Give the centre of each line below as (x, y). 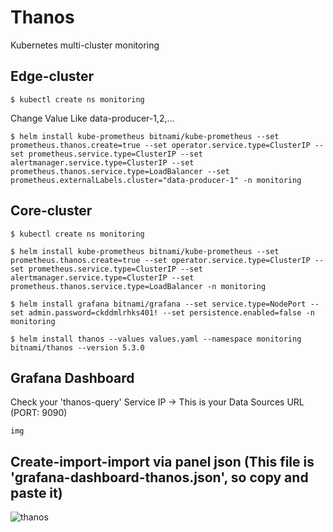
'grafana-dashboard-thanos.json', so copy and (159, 477)
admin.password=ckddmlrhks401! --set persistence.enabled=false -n (171, 312)
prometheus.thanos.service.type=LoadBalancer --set (120, 171)
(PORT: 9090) (39, 413)
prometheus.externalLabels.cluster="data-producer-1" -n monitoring (156, 180)
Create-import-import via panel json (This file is (162, 461)
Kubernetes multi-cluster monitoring (85, 45)
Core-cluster (51, 211)
